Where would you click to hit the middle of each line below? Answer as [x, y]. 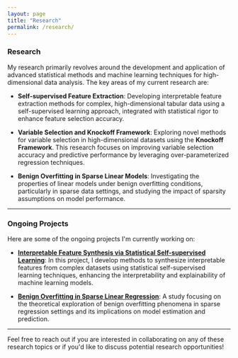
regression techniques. [51, 162]
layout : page [27, 14]
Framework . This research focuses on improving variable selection [115, 147]
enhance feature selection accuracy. [71, 118]
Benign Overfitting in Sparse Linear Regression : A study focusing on [119, 296]
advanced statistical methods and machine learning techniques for [104, 74]
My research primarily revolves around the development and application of [116, 67]
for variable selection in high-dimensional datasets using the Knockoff [120, 139]
